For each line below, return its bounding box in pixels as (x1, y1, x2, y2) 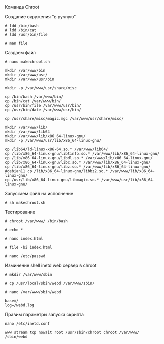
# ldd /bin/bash (5, 23, 39, 28)
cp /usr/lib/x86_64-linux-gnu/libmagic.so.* (5, 177, 99, 182)
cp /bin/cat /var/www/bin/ (5, 99, 61, 104)
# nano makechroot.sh (5, 59, 50, 64)
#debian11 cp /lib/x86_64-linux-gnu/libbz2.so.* (5, 169, 108, 174)
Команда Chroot (5, 4, 40, 10)
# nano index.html (5, 236, 43, 241)
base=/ (5, 298, 19, 303)
